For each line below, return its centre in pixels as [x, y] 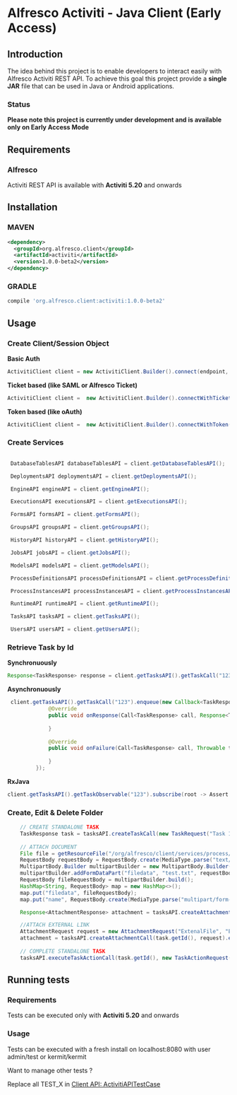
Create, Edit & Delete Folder [55, 812]
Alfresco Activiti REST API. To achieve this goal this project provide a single [117, 78]
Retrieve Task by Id [41, 647]
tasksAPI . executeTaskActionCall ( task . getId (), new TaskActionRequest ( [126, 958]
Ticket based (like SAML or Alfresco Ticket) [72, 385]
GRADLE [22, 286]
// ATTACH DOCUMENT [49, 847]
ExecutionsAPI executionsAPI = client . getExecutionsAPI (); [99, 502]
